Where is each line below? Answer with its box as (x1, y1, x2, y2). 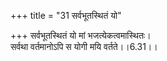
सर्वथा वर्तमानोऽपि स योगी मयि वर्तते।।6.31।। (10, 41, 158, 52)
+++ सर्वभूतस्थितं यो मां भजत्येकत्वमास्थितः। (10, 30, 152, 41)
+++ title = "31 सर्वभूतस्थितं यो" (10, 10, 122, 21)
